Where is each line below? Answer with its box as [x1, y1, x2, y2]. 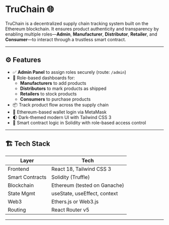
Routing [8, 206, 26, 213]
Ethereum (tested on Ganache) [51, 182, 124, 189]
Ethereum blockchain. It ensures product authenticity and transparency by [5, 26, 159, 32]
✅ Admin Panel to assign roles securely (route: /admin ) [12, 69, 127, 75]
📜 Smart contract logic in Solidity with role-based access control [12, 120, 146, 126]
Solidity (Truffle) [51, 173, 90, 180]
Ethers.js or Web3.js [51, 198, 99, 205]
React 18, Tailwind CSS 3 [51, 165, 112, 172]
